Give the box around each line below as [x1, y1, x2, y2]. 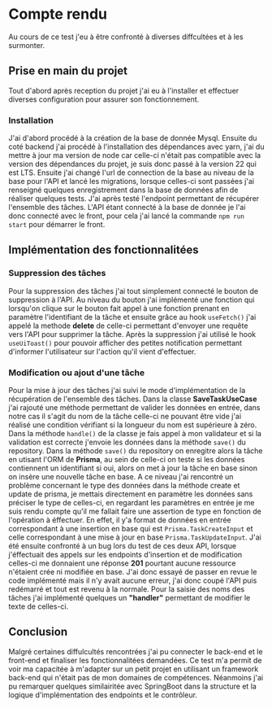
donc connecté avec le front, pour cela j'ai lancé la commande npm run [8, 211, 245, 221]
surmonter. [8, 40, 45, 50]
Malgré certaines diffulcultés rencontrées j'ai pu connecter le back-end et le [8, 646, 263, 656]
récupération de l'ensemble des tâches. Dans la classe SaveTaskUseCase [8, 394, 257, 404]
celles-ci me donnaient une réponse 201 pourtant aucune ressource [8, 558, 236, 568]
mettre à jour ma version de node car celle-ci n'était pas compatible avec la [8, 151, 261, 160]
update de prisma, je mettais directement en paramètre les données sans [8, 489, 253, 499]
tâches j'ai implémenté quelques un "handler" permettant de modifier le [8, 593, 251, 603]
